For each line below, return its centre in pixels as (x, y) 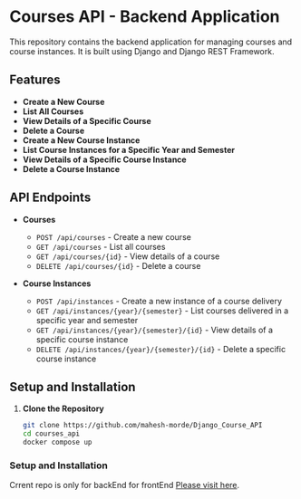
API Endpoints (50, 198)
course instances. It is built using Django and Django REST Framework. (142, 51)
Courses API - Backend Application (145, 17)
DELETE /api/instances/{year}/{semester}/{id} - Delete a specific (161, 349)
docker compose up (57, 442)
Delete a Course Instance (71, 168)
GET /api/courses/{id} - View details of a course (128, 256)
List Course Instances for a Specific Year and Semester (129, 149)
